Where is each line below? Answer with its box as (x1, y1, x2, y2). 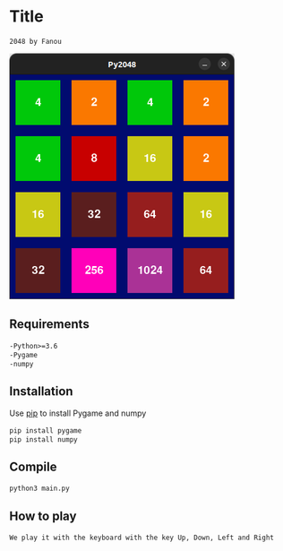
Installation (9, 383, 73, 400)
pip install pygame (9, 426, 82, 435)
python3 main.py (9, 484, 70, 494)
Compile (9, 459, 57, 474)
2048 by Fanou (9, 37, 63, 46)
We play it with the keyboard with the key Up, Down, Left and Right (9, 533, 275, 543)
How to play (9, 508, 77, 523)
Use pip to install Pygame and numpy (9, 408, 147, 418)
